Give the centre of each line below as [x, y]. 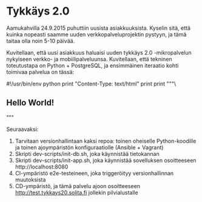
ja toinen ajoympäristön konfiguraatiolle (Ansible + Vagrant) [89, 147]
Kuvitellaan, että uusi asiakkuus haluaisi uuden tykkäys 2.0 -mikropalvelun [99, 52]
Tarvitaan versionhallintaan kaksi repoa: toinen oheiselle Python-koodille [106, 141]
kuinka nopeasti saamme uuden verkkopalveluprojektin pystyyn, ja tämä [96, 34]
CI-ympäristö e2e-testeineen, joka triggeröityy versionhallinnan [94, 173]
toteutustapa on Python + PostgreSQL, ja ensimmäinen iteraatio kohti [93, 66]
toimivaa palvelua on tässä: [40, 72]
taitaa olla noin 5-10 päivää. [41, 41]
